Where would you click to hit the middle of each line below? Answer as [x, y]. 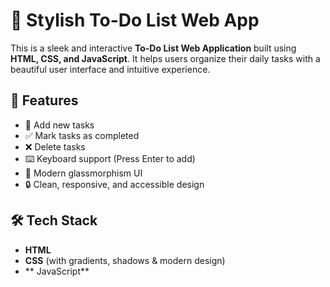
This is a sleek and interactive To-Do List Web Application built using [153, 48]
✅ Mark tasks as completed [82, 135]
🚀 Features [44, 100]
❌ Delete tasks [55, 146]
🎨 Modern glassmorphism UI [83, 173]
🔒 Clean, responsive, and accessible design [114, 184]
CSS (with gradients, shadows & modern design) [125, 260]
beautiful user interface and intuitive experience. [110, 69]
